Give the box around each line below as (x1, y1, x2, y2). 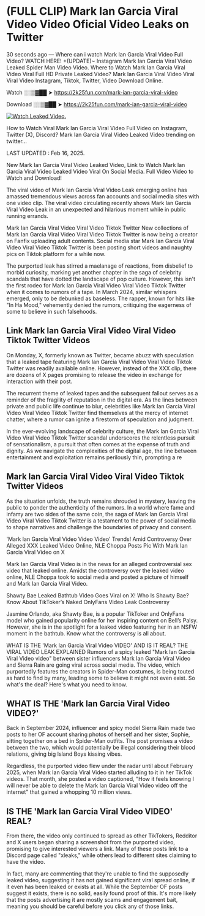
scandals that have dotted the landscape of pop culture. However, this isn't (6, 275, 196, 282)
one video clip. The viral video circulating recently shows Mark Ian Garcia (6, 199, 192, 206)
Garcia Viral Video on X (6, 548, 65, 556)
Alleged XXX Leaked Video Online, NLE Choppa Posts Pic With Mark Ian (6, 541, 188, 549)
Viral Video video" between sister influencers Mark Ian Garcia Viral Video (6, 654, 191, 662)
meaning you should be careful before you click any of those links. (6, 902, 174, 910)
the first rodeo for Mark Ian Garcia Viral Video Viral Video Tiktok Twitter (6, 281, 186, 289)
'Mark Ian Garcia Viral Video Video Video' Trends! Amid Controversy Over (6, 535, 192, 543)
